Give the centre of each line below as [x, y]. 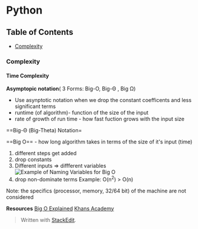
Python [24, 10]
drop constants [33, 159]
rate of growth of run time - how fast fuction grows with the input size [100, 119]
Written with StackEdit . [48, 220]
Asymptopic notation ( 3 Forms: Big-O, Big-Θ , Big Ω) [71, 89]
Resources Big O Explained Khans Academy [60, 208]
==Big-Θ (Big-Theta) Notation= [44, 130]
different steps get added [46, 153]
